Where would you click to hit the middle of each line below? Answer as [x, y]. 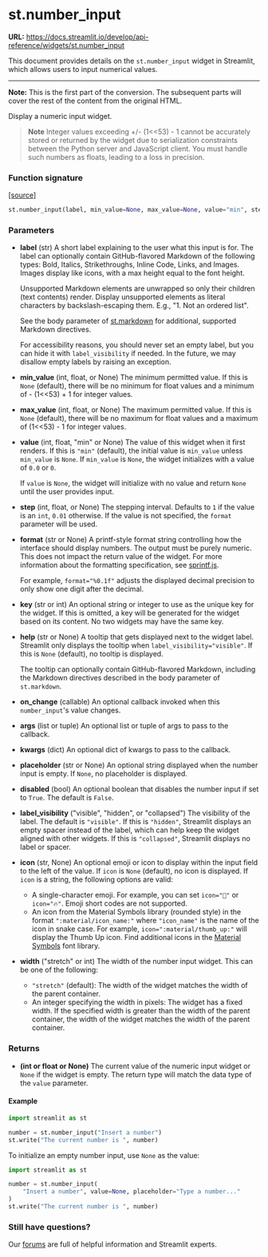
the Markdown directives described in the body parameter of [120, 678]
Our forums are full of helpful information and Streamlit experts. [112, 1244]
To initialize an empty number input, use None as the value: [104, 1155]
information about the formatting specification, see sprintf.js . [119, 565]
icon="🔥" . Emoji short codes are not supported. [109, 903]
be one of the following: [59, 970]
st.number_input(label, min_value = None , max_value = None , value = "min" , [128, 210]
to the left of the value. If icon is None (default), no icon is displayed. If [134, 871]
